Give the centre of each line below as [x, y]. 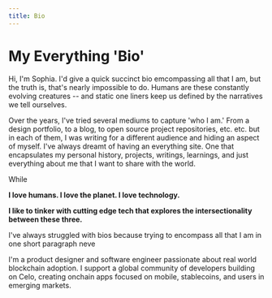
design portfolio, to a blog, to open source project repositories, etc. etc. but [134, 129]
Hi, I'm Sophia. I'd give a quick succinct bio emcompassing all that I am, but [135, 79]
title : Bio [27, 16]
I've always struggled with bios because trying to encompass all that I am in [135, 235]
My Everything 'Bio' [76, 56]
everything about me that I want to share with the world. [102, 163]
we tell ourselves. [38, 104]
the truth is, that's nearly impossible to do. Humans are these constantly [129, 87]
